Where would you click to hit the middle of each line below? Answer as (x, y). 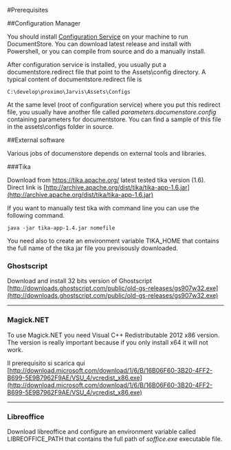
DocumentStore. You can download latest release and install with (99, 44)
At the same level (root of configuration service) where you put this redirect (114, 105)
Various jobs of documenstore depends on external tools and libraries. (107, 153)
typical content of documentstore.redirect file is (75, 79)
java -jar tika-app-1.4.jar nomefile (61, 228)
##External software (36, 140)
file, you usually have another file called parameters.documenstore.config (112, 112)
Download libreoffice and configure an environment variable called (101, 431)
